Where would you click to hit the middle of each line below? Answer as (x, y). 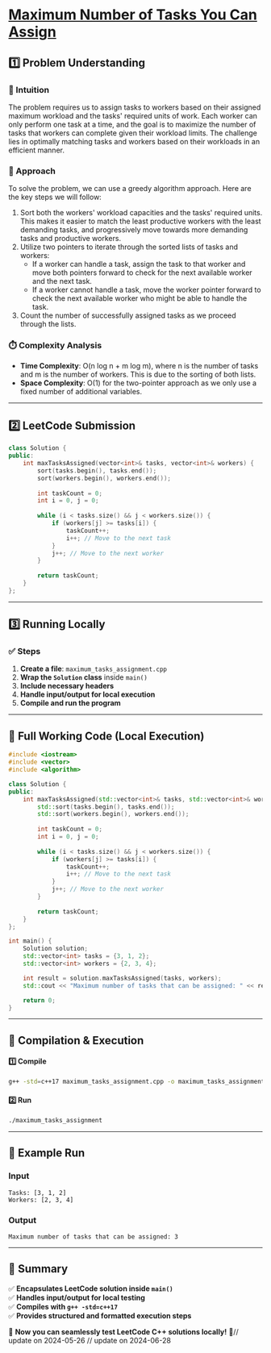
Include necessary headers (67, 686)
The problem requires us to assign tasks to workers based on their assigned (135, 107)
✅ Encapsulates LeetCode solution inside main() (91, 1288)
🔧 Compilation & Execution (76, 1041)
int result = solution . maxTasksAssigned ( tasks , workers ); (122, 978)
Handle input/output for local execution (88, 694)
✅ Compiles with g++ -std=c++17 (63, 1306)
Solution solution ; (56, 949)
